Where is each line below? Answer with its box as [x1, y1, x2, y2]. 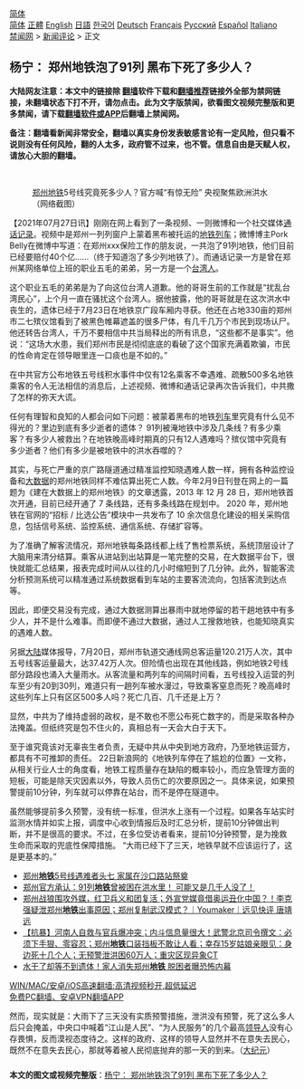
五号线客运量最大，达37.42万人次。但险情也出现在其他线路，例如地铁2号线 [9, 657, 289, 668]
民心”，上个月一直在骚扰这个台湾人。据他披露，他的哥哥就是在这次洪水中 [16, 292, 291, 304]
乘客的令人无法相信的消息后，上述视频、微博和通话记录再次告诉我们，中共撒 [9, 380, 295, 391]
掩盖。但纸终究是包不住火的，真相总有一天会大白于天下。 [16, 721, 232, 732]
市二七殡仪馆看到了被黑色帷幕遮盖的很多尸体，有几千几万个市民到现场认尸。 [9, 315, 295, 327]
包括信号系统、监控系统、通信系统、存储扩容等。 [24, 521, 208, 531]
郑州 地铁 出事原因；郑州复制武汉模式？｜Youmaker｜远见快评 [46, 903, 274, 915]
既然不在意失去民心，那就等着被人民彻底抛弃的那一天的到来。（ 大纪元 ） [9, 1044, 275, 1056]
